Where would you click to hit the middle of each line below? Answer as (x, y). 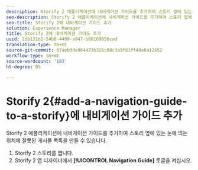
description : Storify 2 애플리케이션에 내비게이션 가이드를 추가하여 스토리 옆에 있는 (99, 12)
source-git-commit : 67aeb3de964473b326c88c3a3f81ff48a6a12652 (84, 50)
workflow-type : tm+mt (33, 56)
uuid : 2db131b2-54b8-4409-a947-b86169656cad (62, 39)
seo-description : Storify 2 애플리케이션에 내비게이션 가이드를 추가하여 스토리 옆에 (99, 17)
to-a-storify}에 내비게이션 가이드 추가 (94, 116)
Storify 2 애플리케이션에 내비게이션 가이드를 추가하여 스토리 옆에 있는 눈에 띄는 (97, 133)
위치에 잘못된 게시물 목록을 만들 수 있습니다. (57, 140)
